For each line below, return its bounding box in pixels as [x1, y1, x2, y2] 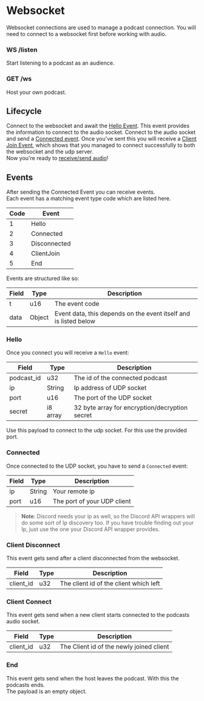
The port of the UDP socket [73, 393, 152, 402]
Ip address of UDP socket [73, 384, 147, 392]
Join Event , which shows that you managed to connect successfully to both [6, 141, 195, 149]
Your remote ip [52, 487, 95, 495]
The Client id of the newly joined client [59, 643, 169, 651]
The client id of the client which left [59, 579, 160, 588]
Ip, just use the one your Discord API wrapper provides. [21, 525, 160, 533]
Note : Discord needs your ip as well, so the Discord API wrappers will [21, 512, 195, 520]
